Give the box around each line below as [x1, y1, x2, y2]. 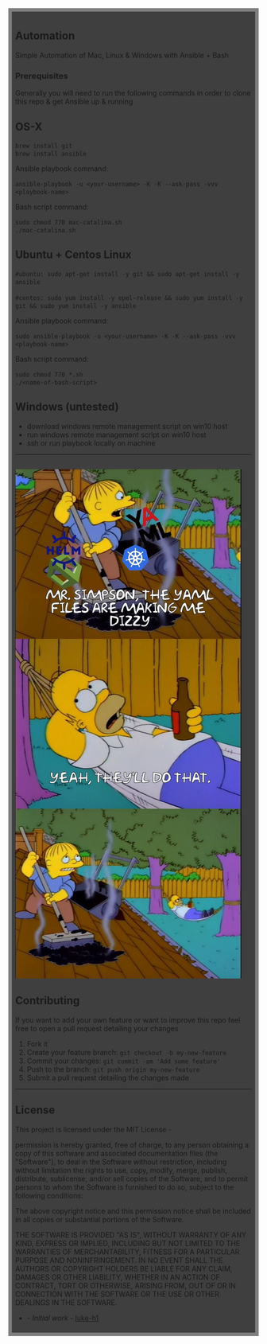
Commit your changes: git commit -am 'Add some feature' [26, 1056, 221, 1065]
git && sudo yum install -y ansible [15, 302, 137, 310]
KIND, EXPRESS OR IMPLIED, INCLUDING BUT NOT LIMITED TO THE [15, 1238, 241, 1248]
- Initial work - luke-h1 [26, 1313, 99, 1323]
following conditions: [15, 1190, 83, 1200]
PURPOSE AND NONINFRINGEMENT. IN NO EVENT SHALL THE [15, 1255, 224, 1264]
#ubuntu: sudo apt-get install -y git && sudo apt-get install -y [15, 270, 240, 278]
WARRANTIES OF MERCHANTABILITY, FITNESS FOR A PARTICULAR [15, 1247, 240, 1256]
